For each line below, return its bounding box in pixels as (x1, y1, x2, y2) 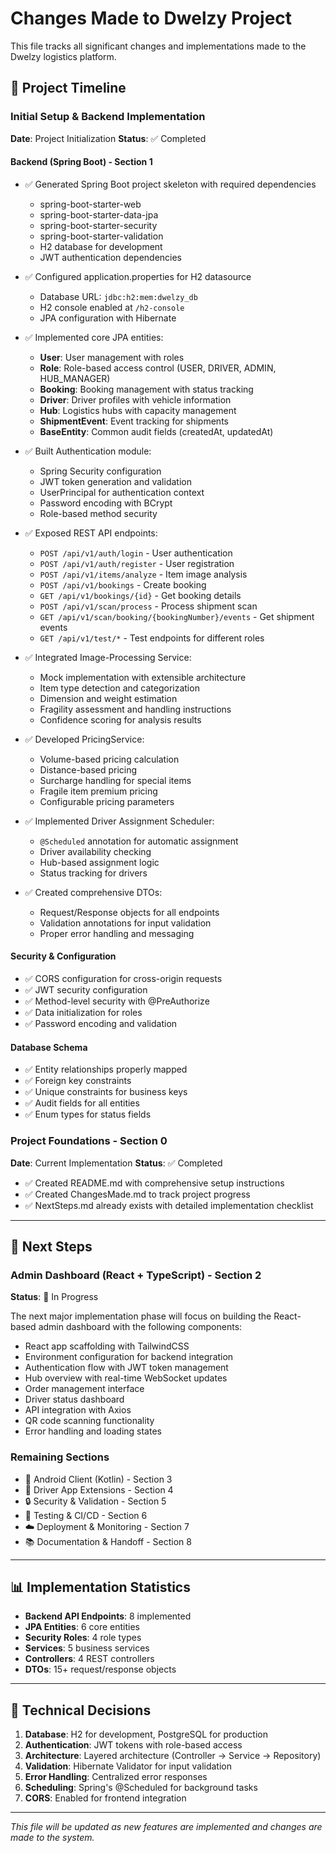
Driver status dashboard (24, 1393, 125, 1406)
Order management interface (24, 1383, 145, 1395)
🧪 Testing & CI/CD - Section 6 (24, 1509, 148, 1521)
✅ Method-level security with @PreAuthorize (24, 995, 210, 1007)
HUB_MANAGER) (39, 372, 111, 384)
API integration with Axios (24, 1404, 132, 1416)
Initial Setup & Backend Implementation (10, 110, 206, 124)
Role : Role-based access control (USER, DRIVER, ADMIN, (39, 362, 277, 374)
